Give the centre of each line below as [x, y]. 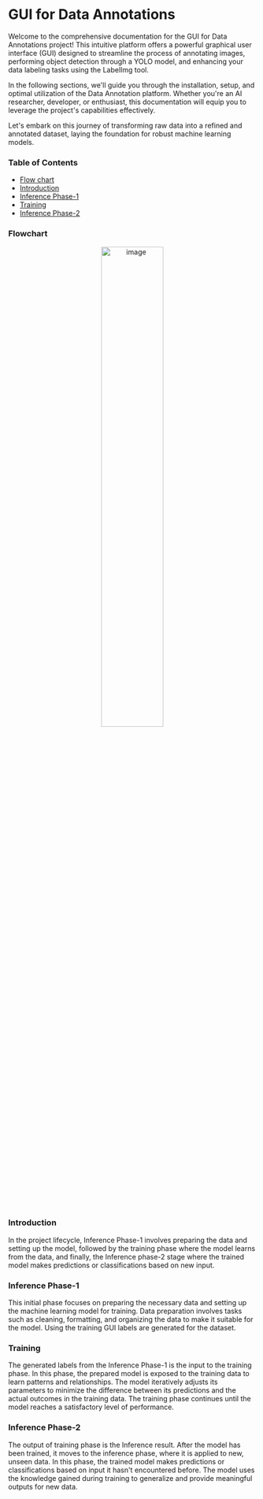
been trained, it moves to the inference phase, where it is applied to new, [126, 1453]
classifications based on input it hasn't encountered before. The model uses [131, 1470]
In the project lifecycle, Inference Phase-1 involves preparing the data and [128, 1240]
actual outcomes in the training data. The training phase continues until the [130, 1399]
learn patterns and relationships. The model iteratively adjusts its [113, 1382]
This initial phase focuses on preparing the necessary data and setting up [128, 1303]
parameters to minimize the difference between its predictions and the [122, 1390]
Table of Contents [43, 162]
